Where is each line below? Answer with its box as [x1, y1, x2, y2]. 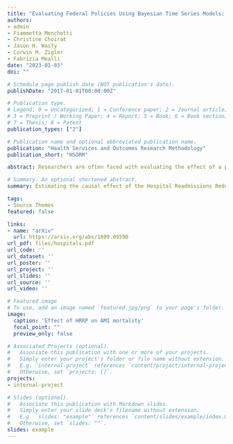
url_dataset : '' [7, 253, 54, 260]
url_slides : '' [7, 272, 51, 279]
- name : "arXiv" [7, 227, 54, 234]
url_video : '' [7, 286, 49, 293]
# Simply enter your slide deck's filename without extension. [7, 407, 200, 414]
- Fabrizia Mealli [7, 56, 60, 63]
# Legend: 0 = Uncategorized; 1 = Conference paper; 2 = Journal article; [7, 106, 228, 113]
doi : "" [7, 68, 30, 75]
